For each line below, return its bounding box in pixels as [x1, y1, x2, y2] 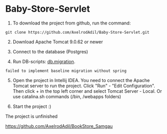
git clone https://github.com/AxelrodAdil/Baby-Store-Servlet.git [5, 30, 150, 35]
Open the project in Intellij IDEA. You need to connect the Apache [12, 77, 150, 83]
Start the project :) [12, 103, 52, 110]
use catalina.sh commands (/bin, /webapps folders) [12, 93, 122, 99]
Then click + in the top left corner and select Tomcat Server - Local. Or [12, 88, 162, 94]
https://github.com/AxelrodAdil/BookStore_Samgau [5, 123, 113, 129]
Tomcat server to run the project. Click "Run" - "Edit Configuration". [12, 83, 155, 89]
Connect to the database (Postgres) [12, 48, 88, 55]
